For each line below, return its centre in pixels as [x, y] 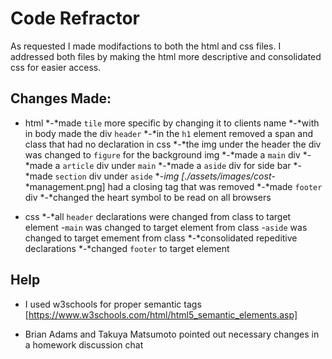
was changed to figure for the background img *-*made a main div [162, 154]
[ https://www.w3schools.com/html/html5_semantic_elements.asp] [161, 314]
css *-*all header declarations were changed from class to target [158, 216]
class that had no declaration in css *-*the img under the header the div [173, 144]
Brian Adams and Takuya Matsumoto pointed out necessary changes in [172, 334]
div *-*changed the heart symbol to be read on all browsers [148, 197]
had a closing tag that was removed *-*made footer [215, 186]
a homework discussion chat [84, 344]
